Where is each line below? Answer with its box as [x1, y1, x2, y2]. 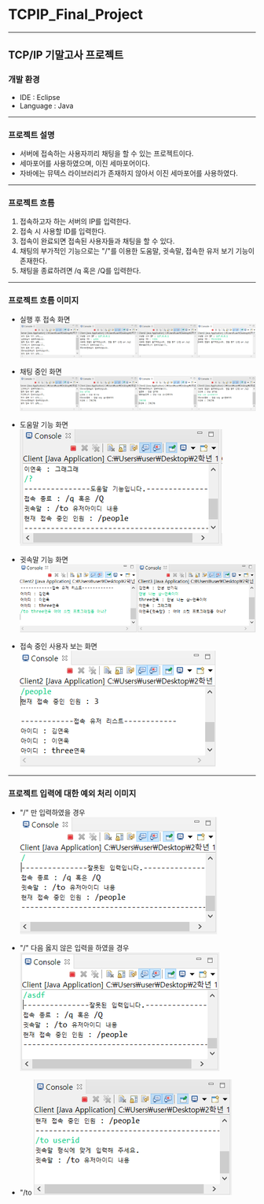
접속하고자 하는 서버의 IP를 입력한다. [19, 217, 131, 226]
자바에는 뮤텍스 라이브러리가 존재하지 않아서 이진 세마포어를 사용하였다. [19, 168, 238, 178]
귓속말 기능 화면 [19, 555, 68, 565]
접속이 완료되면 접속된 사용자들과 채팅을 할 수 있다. [19, 236, 175, 246]
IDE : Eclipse [19, 92, 60, 102]
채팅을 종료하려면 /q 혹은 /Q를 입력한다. [19, 266, 141, 276]
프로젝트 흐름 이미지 [8, 295, 79, 306]
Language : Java [19, 101, 74, 110]
